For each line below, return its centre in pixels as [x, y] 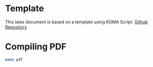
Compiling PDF [36, 47]
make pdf [14, 59]
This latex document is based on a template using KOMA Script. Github [76, 22]
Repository [16, 27]
